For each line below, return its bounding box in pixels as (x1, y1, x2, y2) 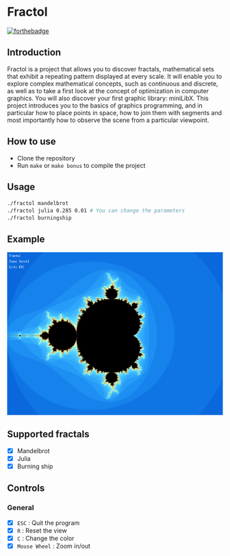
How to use (7, 136, 56, 147)
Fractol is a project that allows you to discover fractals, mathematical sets (7, 64, 214, 73)
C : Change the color (16, 534, 75, 542)
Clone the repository (16, 154, 75, 162)
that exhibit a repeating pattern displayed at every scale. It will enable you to (7, 72, 222, 80)
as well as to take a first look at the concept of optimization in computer (7, 86, 209, 95)
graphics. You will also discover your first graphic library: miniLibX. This (7, 94, 209, 102)
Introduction (7, 47, 62, 58)
